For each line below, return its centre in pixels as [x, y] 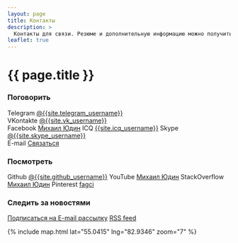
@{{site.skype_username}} [47, 135]
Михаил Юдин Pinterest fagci [51, 184]
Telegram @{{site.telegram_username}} [65, 113]
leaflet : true [28, 40]
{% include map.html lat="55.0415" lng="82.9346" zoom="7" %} [102, 232]
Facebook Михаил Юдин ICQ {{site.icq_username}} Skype [93, 128]
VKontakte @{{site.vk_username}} [57, 120]
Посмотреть [30, 162]
